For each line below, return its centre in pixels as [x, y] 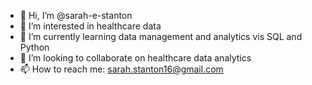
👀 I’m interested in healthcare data [90, 26]
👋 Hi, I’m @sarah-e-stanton [76, 15]
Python [34, 47]
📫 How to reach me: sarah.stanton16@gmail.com [121, 69]
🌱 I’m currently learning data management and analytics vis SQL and [161, 36]
